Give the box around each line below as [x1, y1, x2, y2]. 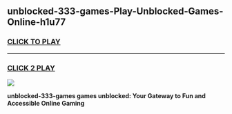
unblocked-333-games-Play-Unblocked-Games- [7, 6, 224, 17]
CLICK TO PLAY [7, 37, 61, 47]
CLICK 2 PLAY [7, 63, 55, 73]
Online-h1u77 [7, 17, 66, 28]
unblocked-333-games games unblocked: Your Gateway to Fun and [7, 91, 206, 99]
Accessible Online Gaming [7, 99, 85, 107]
